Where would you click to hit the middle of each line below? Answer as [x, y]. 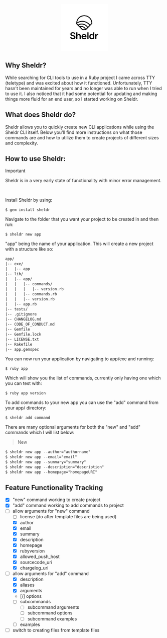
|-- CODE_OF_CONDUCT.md [30, 325]
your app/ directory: [26, 408]
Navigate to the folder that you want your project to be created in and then [82, 219]
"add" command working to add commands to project [68, 505]
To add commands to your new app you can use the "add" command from [82, 403]
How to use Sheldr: [36, 159]
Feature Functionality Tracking [54, 487]
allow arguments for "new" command [51, 511]
